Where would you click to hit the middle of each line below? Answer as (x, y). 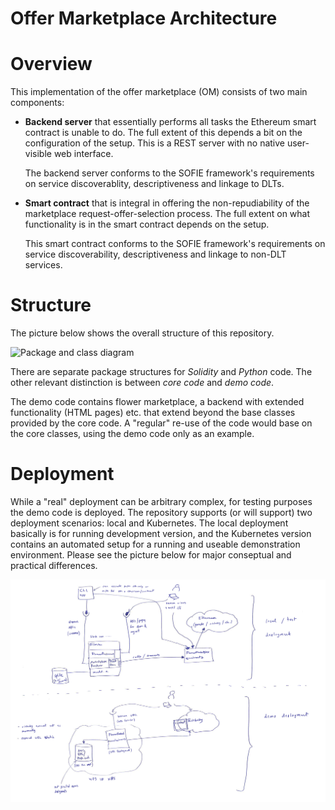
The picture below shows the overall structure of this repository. (142, 333)
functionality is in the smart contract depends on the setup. (147, 224)
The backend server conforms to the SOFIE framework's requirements (169, 173)
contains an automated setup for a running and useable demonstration (155, 544)
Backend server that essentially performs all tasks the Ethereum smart (170, 122)
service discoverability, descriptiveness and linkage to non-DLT (155, 254)
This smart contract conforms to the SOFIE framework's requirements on (175, 244)
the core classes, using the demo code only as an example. (132, 434)
